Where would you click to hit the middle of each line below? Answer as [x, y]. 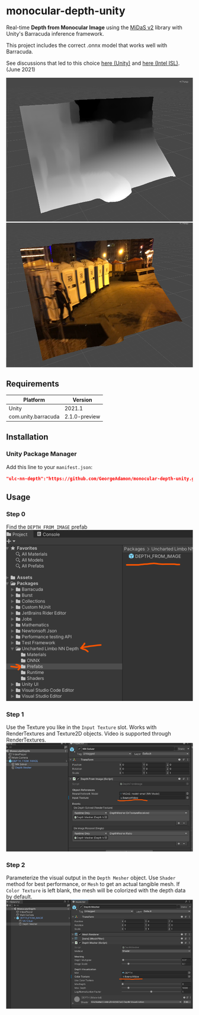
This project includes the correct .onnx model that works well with [87, 45]
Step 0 [16, 514]
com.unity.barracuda [34, 417]
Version [83, 400]
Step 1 [15, 715]
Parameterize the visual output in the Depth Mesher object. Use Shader [91, 878]
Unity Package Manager [41, 454]
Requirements [33, 384]
